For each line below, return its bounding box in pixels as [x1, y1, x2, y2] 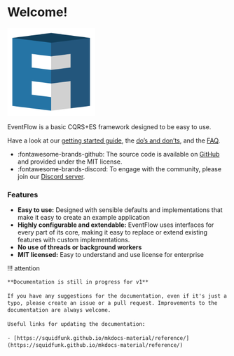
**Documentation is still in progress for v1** [7, 279, 149, 286]
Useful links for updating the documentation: [7, 321, 146, 328]
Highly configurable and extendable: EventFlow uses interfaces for [17, 220, 214, 229]
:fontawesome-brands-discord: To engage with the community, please [17, 164, 222, 173]
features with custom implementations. [17, 236, 130, 244]
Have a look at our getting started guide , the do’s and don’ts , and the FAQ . [7, 136, 221, 145]
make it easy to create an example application [17, 213, 151, 222]
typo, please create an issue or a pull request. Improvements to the [7, 300, 218, 307]
